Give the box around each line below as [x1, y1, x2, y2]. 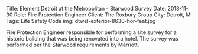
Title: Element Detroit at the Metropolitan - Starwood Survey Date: [6, 5, 167, 12]
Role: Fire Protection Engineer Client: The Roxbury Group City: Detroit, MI [14, 11, 192, 18]
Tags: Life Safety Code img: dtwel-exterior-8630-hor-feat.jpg [6, 18, 156, 24]
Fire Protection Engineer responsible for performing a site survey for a [6, 29, 177, 36]
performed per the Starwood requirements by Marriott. [6, 41, 139, 48]
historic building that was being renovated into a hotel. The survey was [6, 35, 178, 42]
